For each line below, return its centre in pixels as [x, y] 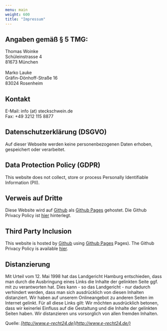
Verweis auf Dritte [34, 198]
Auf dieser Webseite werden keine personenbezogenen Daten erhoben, [79, 144]
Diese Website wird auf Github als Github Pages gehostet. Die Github [76, 210]
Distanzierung [28, 264]
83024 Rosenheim [24, 83]
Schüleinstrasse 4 [24, 57]
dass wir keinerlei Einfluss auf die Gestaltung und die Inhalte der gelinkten [81, 308]
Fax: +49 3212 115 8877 [29, 116]
